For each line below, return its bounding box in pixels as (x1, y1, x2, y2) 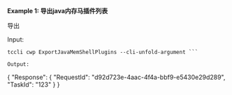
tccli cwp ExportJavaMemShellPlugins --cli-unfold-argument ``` (7, 49, 198, 55)
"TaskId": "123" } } (7, 80, 61, 89)
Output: (7, 61, 30, 68)
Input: (7, 35, 24, 44)
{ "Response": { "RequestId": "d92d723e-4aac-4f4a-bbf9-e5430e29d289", (7, 73, 226, 81)
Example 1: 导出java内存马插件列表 (7, 7, 108, 15)
